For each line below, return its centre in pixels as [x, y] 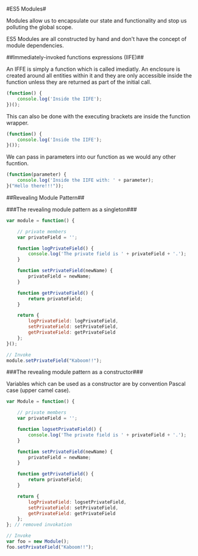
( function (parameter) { [37, 175]
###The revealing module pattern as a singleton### [72, 209]
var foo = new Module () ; [38, 541]
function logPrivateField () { [56, 248]
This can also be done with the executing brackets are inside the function [98, 116]
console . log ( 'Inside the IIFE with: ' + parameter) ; [86, 180]
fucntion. [18, 164]
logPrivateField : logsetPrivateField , [77, 502]
